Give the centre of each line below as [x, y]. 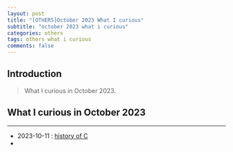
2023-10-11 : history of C [52, 135]
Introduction [35, 74]
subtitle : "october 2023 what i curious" [68, 26]
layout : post [26, 14]
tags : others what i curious [49, 40]
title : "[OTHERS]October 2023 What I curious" [76, 20]
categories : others [35, 33]
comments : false [31, 46]
